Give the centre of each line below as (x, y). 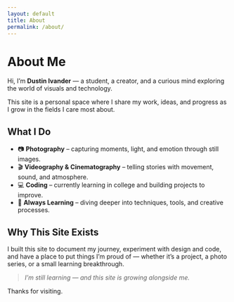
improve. (30, 195)
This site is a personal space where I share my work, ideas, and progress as (117, 102)
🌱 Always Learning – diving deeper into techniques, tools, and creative (120, 203)
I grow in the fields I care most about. (61, 110)
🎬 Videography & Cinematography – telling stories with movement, (116, 167)
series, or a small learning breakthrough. (66, 263)
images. (29, 159)
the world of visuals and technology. (60, 88)
